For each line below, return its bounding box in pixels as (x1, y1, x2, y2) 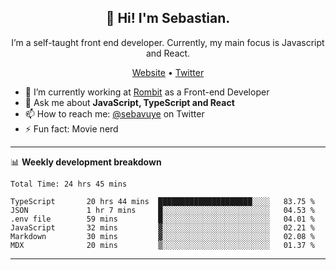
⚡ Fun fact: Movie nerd (24, 122, 119, 135)
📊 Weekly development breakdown (10, 156, 162, 168)
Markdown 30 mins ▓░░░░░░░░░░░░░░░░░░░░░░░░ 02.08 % (10, 231, 315, 241)
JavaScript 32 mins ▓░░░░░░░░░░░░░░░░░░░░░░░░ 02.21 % (10, 222, 315, 233)
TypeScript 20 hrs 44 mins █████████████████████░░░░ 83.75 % (10, 196, 315, 206)
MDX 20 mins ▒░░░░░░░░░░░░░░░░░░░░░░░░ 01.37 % (10, 240, 315, 250)
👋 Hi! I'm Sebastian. (105, 10, 231, 27)
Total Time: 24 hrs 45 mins (10, 179, 128, 189)
